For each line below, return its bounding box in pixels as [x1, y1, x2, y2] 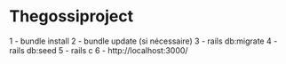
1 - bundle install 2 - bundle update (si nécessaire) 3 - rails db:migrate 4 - [9, 36, 278, 46]
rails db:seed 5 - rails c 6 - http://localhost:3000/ [9, 44, 188, 55]
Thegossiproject [9, 6, 134, 27]
